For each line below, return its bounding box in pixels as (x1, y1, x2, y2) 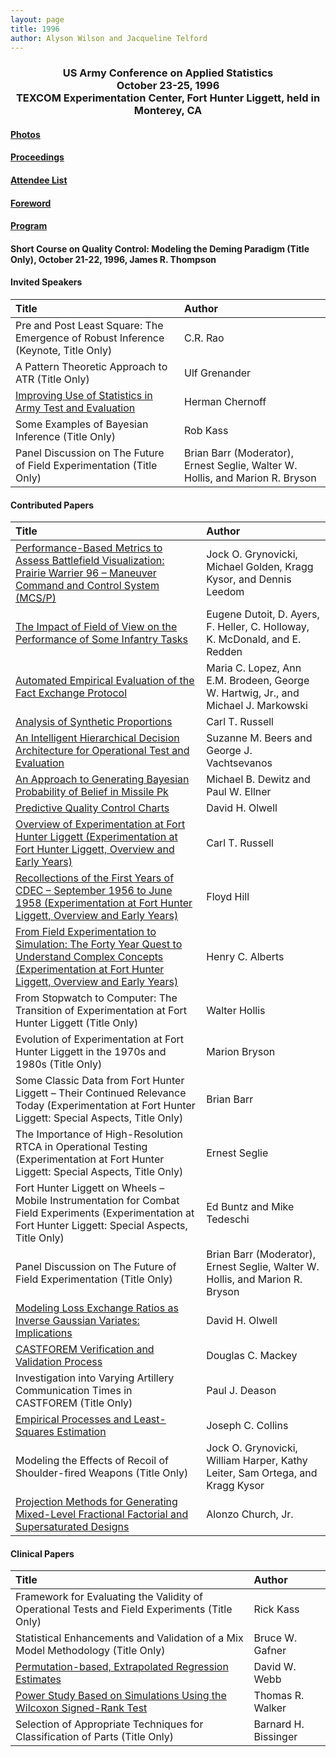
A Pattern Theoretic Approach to (15, 360, 168, 374)
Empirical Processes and (15, 1412, 132, 1426)
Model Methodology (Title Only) (15, 1644, 166, 1658)
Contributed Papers (10, 499, 95, 511)
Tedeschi (206, 1212, 250, 1226)
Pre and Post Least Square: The (15, 319, 164, 333)
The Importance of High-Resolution (15, 1127, 184, 1141)
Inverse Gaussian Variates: (15, 1314, 140, 1328)
